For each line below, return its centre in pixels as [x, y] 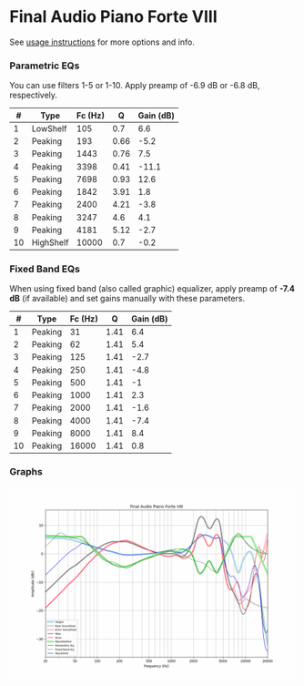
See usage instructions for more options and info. [102, 42]
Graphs [26, 472]
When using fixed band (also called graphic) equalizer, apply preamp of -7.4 [152, 289]
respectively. [33, 95]
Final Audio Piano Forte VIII [114, 17]
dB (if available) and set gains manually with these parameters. [127, 299]
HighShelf [50, 242]
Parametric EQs [45, 66]
